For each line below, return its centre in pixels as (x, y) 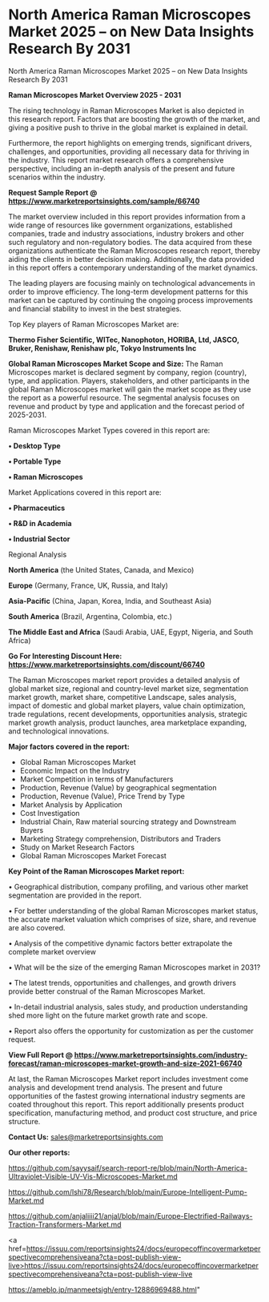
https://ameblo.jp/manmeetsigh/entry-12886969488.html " (104, 1289)
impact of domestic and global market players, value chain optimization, (127, 705)
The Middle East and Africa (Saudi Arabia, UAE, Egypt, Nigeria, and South (131, 632)
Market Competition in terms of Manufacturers (96, 779)
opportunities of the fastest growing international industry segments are (127, 1095)
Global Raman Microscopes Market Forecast (93, 855)
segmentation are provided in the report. (75, 895)
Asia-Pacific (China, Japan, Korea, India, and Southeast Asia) (110, 601)
